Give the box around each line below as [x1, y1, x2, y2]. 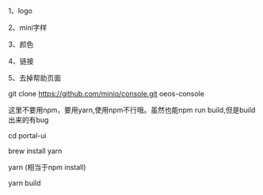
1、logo [8, 6, 33, 15]
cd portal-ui [8, 131, 47, 140]
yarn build [8, 178, 41, 187]
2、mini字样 [8, 23, 48, 32]
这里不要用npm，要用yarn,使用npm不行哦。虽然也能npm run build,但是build [8, 105, 256, 114]
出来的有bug [8, 115, 49, 124]
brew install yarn [8, 146, 63, 156]
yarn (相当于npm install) [8, 163, 86, 171]
